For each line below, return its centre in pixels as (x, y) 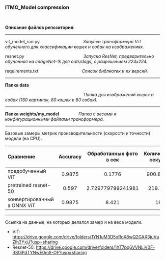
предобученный (27, 171)
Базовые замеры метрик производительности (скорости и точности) (78, 133)
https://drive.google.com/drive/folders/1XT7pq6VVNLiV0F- (96, 247)
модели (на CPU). (24, 138)
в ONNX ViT (22, 206)
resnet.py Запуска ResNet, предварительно (80, 56)
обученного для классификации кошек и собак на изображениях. (75, 47)
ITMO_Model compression (37, 7)
